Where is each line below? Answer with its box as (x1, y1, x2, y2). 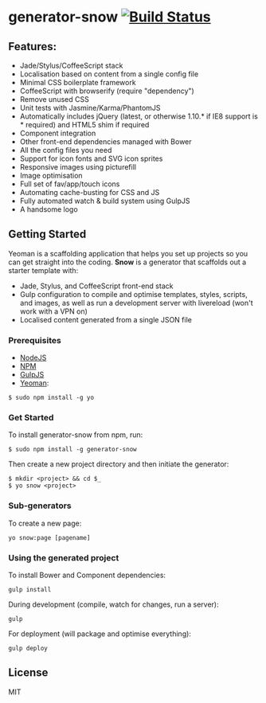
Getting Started (8, 228, 87, 241)
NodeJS (19, 353, 47, 362)
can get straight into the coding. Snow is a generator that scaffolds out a (8, 257, 247, 267)
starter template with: (8, 265, 79, 275)
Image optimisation (19, 171, 83, 180)
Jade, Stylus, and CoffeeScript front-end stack (19, 281, 174, 291)
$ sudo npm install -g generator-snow (8, 446, 137, 454)
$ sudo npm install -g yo (8, 394, 94, 402)
